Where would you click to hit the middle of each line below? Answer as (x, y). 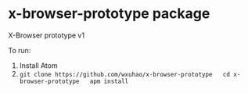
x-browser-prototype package (109, 14)
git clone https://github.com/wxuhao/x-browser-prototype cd (125, 74)
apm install (109, 81)
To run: (20, 50)
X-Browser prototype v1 (46, 35)
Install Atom (38, 65)
